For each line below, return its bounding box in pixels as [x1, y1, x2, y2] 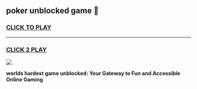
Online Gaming [6, 76, 43, 83]
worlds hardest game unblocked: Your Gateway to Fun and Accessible [6, 70, 181, 77]
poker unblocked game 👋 [6, 6, 99, 16]
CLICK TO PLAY [6, 23, 52, 32]
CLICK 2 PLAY [6, 45, 47, 53]
